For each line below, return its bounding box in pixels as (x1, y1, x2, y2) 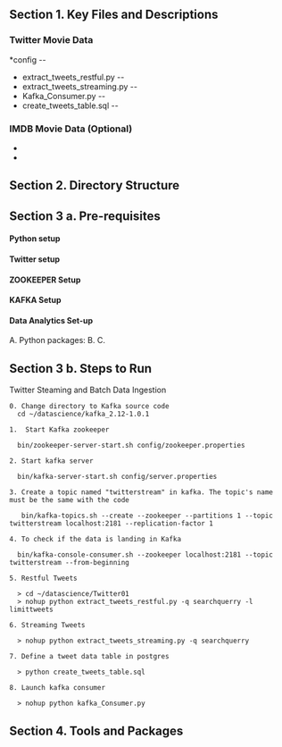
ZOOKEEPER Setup (9, 274, 81, 285)
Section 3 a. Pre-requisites (9, 208, 161, 223)
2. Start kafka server (9, 457, 94, 466)
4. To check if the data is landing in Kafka (9, 535, 181, 544)
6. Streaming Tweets (9, 621, 87, 630)
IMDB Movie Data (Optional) (9, 122, 133, 135)
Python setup (9, 233, 61, 244)
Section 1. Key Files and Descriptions (9, 7, 219, 22)
